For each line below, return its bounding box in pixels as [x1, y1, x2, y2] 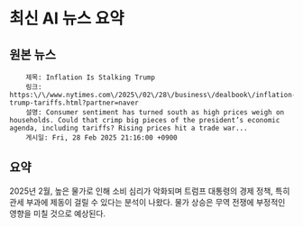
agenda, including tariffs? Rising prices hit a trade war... [9, 123, 248, 132]
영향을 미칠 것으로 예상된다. [9, 208, 106, 219]
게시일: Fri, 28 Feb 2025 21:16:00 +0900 [25, 133, 178, 142]
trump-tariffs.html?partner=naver [9, 98, 140, 107]
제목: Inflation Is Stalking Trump [25, 73, 156, 82]
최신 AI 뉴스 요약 [9, 8, 124, 29]
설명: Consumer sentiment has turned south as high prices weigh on [25, 108, 285, 117]
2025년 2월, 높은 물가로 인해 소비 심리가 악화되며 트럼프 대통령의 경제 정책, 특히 [9, 186, 290, 196]
